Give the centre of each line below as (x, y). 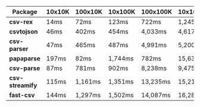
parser (19, 49)
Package (25, 12)
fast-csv (22, 95)
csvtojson (24, 31)
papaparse (25, 58)
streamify (23, 85)
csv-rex (21, 22)
